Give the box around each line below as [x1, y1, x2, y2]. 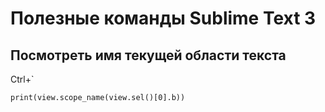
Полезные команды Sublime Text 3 [10, 7, 317, 30]
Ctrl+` [10, 73, 35, 85]
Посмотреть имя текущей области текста [10, 47, 287, 64]
